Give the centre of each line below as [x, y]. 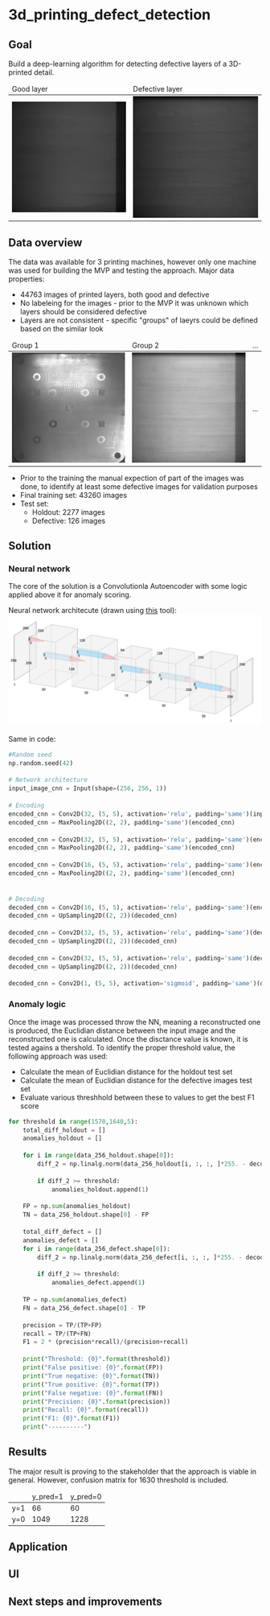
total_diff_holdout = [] [64, 1130]
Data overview [45, 243]
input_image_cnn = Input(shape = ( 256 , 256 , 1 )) [88, 789]
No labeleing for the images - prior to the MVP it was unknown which [134, 303]
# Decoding [27, 898]
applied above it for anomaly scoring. [70, 595]
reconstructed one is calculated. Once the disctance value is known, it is [128, 1038]
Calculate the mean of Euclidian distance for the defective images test [136, 1080]
